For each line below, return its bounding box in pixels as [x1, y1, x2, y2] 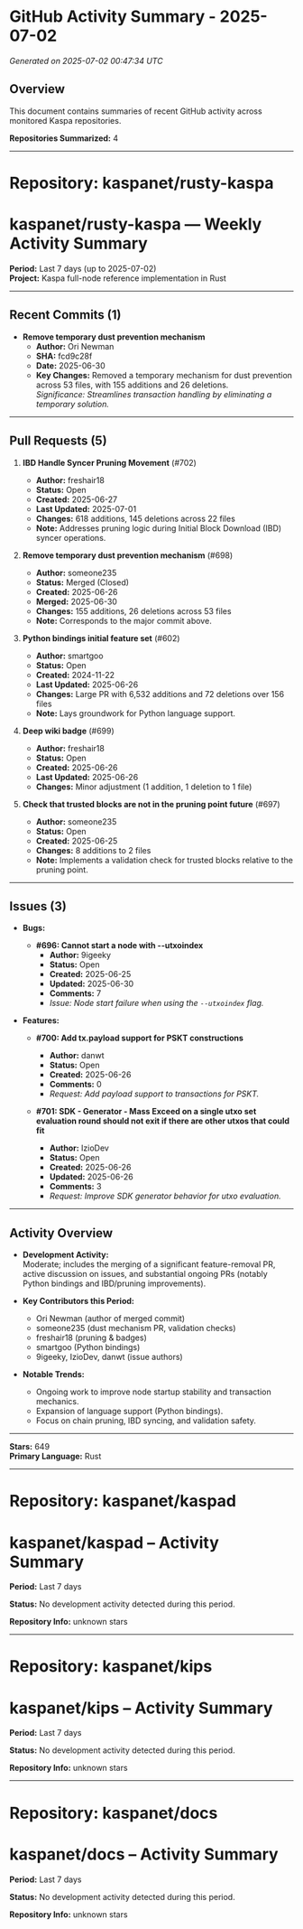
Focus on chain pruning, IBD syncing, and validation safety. [35, 1415, 257, 1426]
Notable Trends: [22, 1369, 85, 1380]
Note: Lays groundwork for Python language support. [35, 707, 236, 719]
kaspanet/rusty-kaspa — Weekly [9, 214, 262, 235]
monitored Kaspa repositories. [9, 115, 122, 126]
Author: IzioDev [49, 1142, 110, 1153]
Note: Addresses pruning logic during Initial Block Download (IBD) [35, 522, 282, 534]
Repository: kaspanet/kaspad [9, 1491, 237, 1512]
